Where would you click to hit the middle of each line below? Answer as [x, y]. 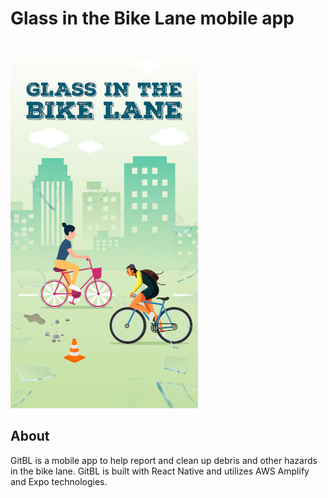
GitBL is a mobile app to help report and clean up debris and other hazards [164, 460]
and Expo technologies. [59, 481]
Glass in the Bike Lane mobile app [152, 18]
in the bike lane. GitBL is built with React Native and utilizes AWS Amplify [160, 471]
